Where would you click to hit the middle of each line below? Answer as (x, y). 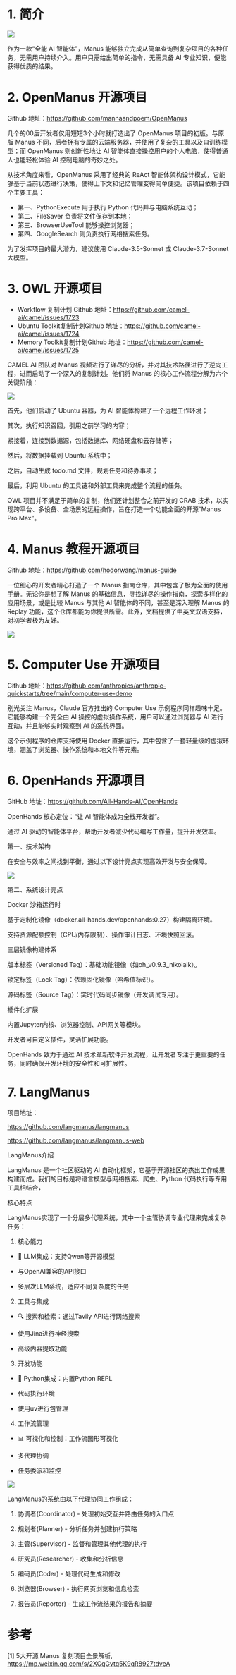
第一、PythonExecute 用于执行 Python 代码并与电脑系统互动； (108, 207)
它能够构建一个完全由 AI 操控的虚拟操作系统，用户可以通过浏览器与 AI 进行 (116, 717)
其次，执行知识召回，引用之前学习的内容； (69, 425)
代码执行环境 (36, 1393)
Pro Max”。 (24, 518)
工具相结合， (26, 1187)
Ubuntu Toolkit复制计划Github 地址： (71, 326)
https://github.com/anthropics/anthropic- (107, 686)
